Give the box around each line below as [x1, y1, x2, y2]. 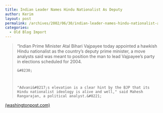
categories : [5, 25, 29, 30]
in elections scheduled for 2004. [16, 59, 82, 64]
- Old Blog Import [9, 30, 47, 35]
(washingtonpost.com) [5, 102, 50, 108]
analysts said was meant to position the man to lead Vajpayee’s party [16, 54, 155, 59]
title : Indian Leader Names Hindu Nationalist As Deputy [5, 7, 123, 12]
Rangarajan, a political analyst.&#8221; [16, 94, 102, 98]
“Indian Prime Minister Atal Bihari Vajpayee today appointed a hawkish [16, 43, 158, 49]
